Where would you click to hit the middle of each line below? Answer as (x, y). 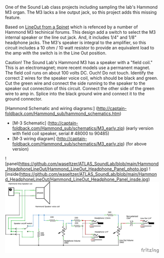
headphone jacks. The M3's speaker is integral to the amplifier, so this (76, 43)
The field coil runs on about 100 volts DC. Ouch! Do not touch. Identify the (79, 73)
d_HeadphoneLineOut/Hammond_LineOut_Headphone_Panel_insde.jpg (77, 179)
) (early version (138, 128)
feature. (13, 17)
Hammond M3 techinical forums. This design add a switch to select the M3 (81, 32)
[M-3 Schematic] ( (31, 123)
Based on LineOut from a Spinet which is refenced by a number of (72, 27)
